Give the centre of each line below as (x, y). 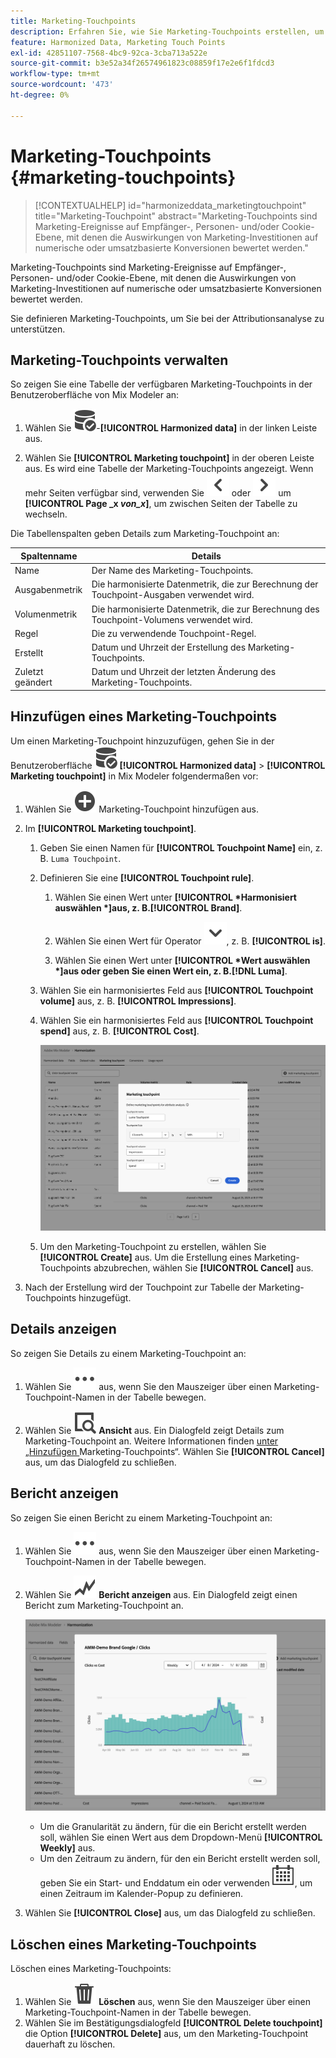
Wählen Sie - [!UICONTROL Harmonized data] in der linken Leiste (171, 428)
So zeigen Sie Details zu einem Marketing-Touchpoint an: (128, 1353)
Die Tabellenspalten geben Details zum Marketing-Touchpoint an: (145, 534)
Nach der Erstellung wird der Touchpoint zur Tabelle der (140, 1287)
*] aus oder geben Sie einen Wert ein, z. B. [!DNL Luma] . (171, 971)
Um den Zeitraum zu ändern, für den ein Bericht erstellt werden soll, (180, 1859)
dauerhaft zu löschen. (70, 2044)
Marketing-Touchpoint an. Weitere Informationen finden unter (151, 1441)
